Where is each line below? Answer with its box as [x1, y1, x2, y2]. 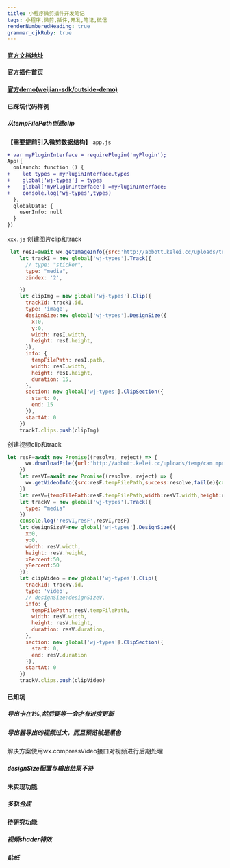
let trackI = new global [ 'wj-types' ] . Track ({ [19, 255, 152, 261]
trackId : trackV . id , [25, 581, 84, 589]
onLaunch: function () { [13, 164, 84, 172]
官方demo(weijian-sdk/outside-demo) [7, 85, 118, 93]
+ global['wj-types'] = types [7, 177, 103, 184]
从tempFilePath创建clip [7, 119, 75, 128]
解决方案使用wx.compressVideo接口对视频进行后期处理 [7, 747, 163, 755]
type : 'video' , [25, 587, 69, 594]
